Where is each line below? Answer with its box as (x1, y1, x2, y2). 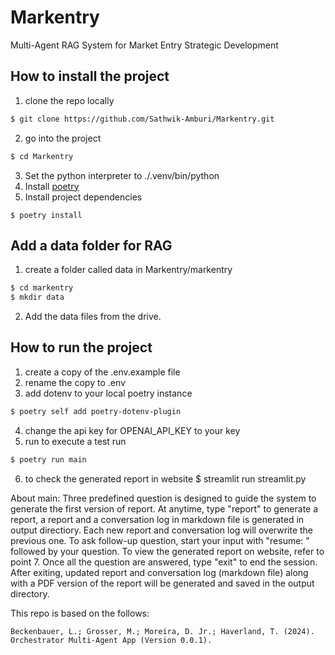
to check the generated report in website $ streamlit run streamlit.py (24, 472, 307, 485)
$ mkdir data (10, 292, 65, 303)
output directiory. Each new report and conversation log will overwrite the (10, 524, 314, 536)
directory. (10, 587, 50, 600)
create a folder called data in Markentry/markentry (24, 264, 233, 276)
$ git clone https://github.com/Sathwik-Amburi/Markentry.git (10, 114, 275, 124)
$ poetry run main (10, 454, 87, 465)
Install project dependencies (24, 191, 143, 203)
